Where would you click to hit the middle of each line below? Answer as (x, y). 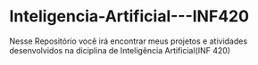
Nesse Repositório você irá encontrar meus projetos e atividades (129, 41)
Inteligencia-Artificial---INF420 (129, 16)
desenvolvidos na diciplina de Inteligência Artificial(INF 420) (120, 50)
